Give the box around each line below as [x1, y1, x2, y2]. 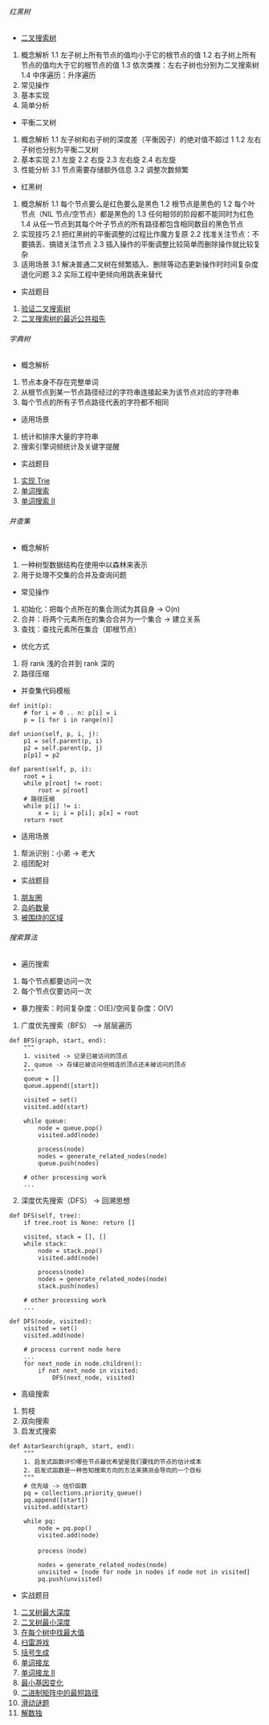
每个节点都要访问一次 [20, 976, 92, 986]
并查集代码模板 [20, 685, 71, 695]
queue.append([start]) [23, 1082, 100, 1090]
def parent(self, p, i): [9, 765, 92, 773]
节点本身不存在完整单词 [20, 378, 99, 387]
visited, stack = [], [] [23, 1232, 107, 1241]
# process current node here [23, 1345, 121, 1354]
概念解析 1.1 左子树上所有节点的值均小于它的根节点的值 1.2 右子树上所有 [20, 50, 257, 60]
